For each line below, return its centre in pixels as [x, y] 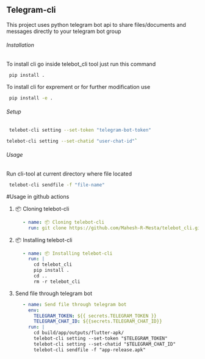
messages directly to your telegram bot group [64, 31]
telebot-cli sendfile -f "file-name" [57, 185]
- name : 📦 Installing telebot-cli [67, 253]
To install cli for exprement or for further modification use [78, 87]
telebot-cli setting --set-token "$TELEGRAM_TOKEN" [100, 339]
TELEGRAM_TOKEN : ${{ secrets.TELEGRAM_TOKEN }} [95, 316]
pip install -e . [31, 98]
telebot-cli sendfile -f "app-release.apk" [90, 350]
